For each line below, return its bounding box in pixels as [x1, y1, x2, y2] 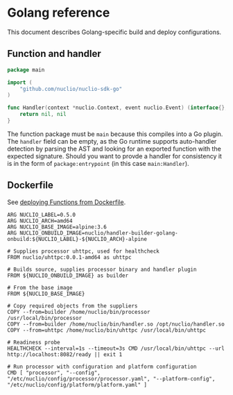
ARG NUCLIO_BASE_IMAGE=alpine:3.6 [7, 224, 107, 230]
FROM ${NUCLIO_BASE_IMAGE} [7, 290, 85, 297]
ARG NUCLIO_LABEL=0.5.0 [7, 211, 76, 218]
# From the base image [7, 284, 73, 291]
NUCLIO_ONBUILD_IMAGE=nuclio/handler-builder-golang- [19, 229, 178, 237]
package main [7, 66, 45, 74]
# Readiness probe [7, 339, 60, 346]
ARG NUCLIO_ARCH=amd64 [7, 217, 73, 224]
